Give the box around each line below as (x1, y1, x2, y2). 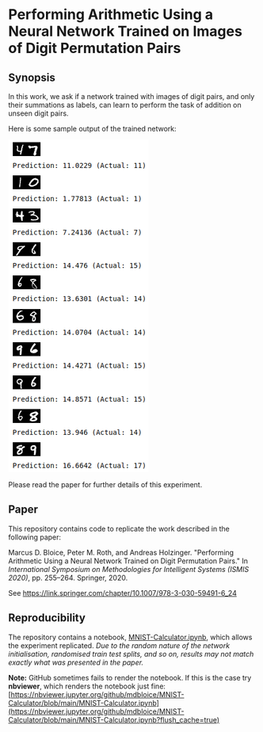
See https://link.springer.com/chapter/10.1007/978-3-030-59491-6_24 (8, 588, 238, 597)
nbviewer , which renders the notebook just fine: (8, 681, 166, 691)
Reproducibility (8, 612, 86, 625)
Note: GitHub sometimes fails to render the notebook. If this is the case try (8, 673, 252, 682)
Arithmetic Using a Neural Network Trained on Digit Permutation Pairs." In (8, 556, 248, 566)
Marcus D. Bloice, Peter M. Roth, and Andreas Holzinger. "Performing (8, 547, 234, 557)
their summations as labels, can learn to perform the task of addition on (8, 101, 242, 109)
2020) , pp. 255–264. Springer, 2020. (8, 573, 128, 582)
